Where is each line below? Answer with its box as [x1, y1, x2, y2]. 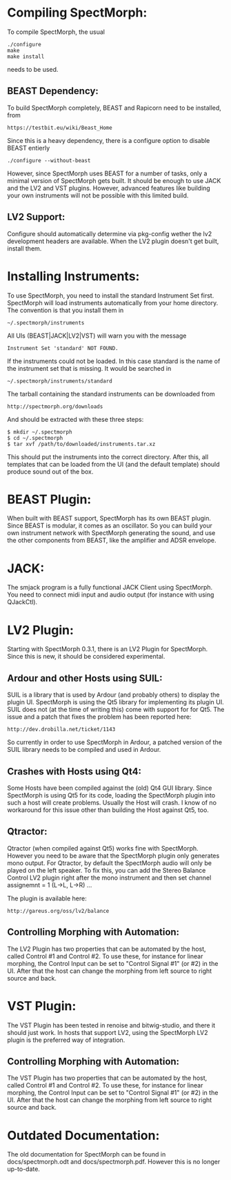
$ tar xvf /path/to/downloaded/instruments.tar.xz [7, 441, 156, 447]
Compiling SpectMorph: [7, 5, 148, 21]
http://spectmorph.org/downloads [7, 403, 103, 410]
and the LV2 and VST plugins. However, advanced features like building [7, 184, 210, 192]
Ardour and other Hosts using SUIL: [7, 672, 163, 684]
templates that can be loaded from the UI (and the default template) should [7, 460, 220, 468]
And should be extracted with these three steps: [7, 415, 144, 423]
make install [7, 53, 45, 60]
